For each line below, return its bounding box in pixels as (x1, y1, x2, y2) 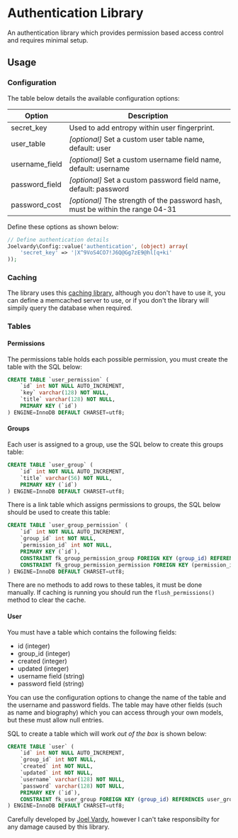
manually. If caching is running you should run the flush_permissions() (7, 588, 215, 597)
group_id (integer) (17, 649, 71, 657)
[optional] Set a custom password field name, (69, 175, 221, 185)
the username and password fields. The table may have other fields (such (7, 700, 223, 709)
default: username (69, 163, 130, 173)
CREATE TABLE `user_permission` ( (7, 376, 110, 384)
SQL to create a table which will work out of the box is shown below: (7, 729, 207, 738)
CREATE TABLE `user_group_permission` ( (7, 522, 129, 529)
